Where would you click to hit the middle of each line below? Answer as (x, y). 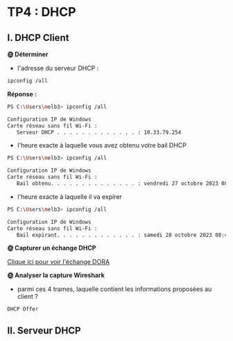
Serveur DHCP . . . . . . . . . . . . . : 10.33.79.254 (99, 132)
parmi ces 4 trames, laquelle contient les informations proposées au (114, 289)
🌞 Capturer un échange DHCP (52, 248)
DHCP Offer (23, 309)
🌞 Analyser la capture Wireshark (56, 275)
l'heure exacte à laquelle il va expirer (70, 196)
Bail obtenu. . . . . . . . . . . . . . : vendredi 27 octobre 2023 (117, 184)
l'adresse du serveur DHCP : (58, 68)
